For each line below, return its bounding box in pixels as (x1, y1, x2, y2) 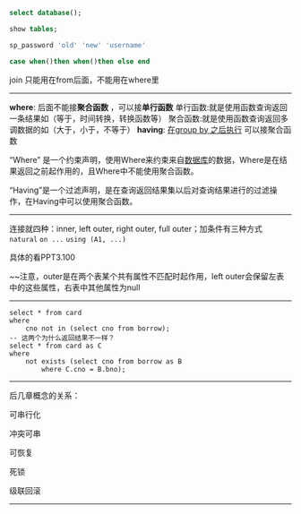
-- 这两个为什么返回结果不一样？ (9, 333, 115, 342)
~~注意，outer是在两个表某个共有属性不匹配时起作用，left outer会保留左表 (9, 270, 285, 281)
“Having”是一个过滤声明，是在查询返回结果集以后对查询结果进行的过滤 (9, 184, 271, 195)
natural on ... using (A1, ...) (9, 235, 127, 244)
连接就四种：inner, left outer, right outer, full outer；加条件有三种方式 (9, 223, 262, 234)
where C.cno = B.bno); (41, 364, 126, 373)
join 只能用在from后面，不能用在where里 (9, 74, 159, 85)
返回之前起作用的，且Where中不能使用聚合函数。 (16, 166, 199, 176)
